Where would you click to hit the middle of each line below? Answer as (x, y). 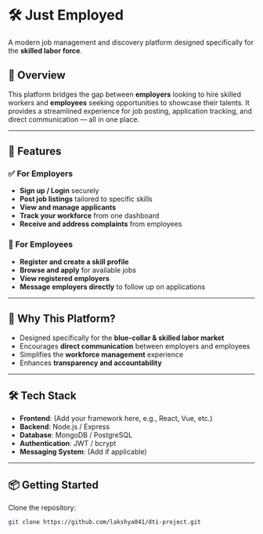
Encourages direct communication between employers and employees (135, 346)
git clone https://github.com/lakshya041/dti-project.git (104, 522)
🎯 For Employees (40, 244)
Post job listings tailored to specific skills (86, 199)
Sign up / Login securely (59, 191)
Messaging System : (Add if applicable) (83, 452)
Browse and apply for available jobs (78, 270)
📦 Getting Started (54, 485)
